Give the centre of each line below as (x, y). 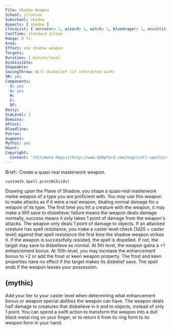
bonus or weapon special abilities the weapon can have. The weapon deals (84, 301)
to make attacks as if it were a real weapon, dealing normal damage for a (82, 202)
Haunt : (12, 148)
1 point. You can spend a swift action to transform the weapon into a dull (81, 312)
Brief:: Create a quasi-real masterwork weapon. (56, 172)
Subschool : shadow (25, 19)
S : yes (17, 91)
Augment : (15, 139)
